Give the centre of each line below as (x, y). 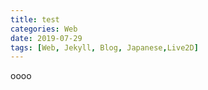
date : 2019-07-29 (46, 38)
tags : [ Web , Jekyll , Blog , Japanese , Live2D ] (104, 47)
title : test (35, 19)
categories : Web (44, 29)
